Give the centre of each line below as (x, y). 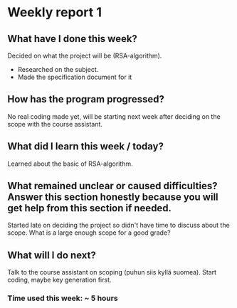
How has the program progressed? (86, 99)
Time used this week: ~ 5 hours (63, 298)
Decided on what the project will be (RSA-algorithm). (85, 55)
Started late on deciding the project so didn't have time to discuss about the (118, 225)
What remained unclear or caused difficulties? (112, 186)
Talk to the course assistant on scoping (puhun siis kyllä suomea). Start (112, 272)
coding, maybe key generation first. (59, 280)
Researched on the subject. (58, 69)
